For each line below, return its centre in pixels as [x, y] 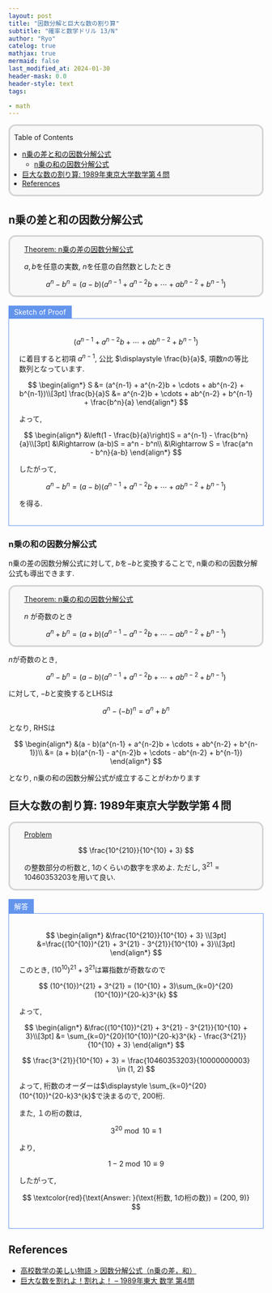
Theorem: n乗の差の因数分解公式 [79, 250]
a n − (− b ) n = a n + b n [136, 710]
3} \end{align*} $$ [153, 1045]
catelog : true [32, 46]
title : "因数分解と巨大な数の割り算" [64, 23]
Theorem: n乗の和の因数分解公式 [79, 599]
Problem [38, 834]
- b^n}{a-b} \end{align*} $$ [136, 452]
